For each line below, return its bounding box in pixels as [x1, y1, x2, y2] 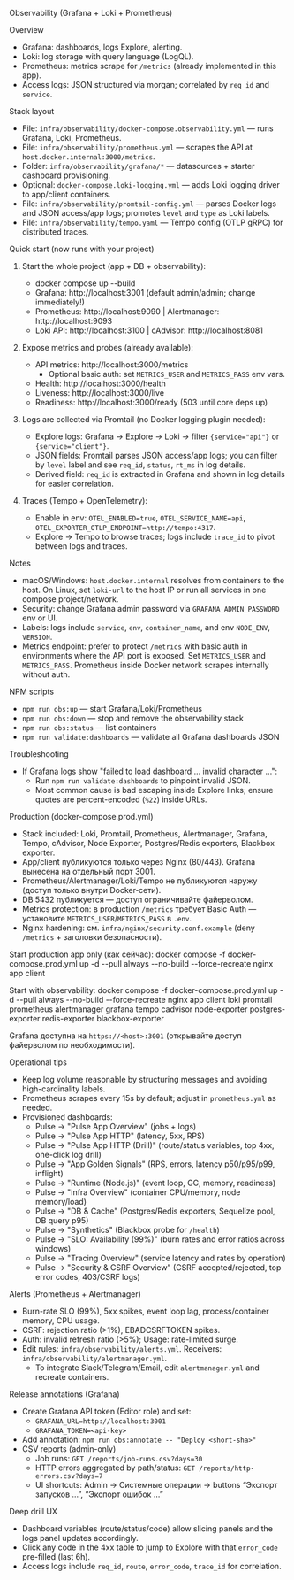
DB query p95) [34, 1215, 89, 1225]
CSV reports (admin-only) [21, 1444, 117, 1454]
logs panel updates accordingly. [21, 1533, 139, 1543]
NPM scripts [9, 686, 55, 697]
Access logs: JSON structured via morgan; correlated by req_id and [21, 80, 270, 89]
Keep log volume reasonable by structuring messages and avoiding [21, 1075, 268, 1084]
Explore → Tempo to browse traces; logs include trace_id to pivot [34, 531, 275, 542]
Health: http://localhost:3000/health [34, 378, 166, 389]
